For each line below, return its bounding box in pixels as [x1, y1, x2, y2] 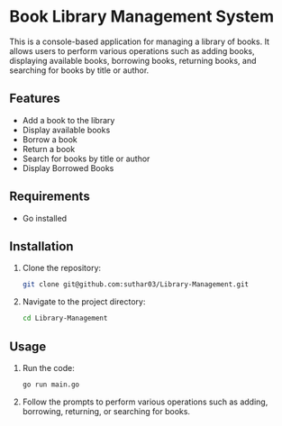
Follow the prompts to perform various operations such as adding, [22, 396, 268, 407]
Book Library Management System [9, 6, 275, 27]
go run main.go [22, 380, 80, 389]
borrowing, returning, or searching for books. [22, 405, 191, 416]
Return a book [22, 143, 76, 154]
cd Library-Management [22, 313, 108, 323]
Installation [9, 239, 74, 254]
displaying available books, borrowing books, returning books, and [9, 55, 257, 66]
